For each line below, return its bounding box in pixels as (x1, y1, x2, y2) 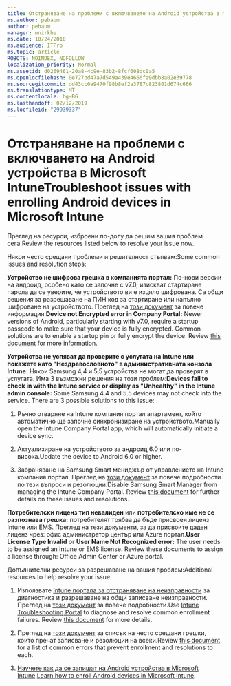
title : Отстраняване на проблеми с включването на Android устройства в (7, 10, 220, 17)
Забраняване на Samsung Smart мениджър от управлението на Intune (16, 466, 224, 474)
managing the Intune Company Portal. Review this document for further (16, 487, 220, 496)
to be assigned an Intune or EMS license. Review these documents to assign (7, 545, 223, 553)
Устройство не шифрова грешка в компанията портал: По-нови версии (7, 273, 222, 281)
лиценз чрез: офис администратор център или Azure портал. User (7, 530, 201, 538)
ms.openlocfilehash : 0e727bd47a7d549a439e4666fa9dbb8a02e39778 (7, 74, 192, 81)
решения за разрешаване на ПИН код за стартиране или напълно (7, 295, 201, 303)
